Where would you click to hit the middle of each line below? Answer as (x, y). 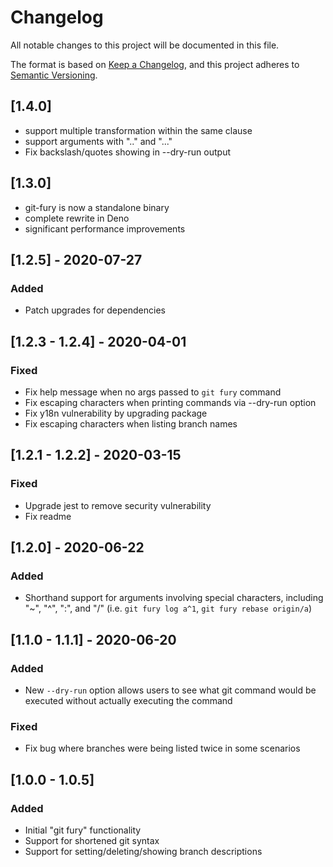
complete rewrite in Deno (77, 218)
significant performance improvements (105, 228)
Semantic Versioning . (54, 75)
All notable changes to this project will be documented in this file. (145, 45)
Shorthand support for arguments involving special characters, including (174, 598)
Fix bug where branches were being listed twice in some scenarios (162, 748)
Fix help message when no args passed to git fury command (153, 392)
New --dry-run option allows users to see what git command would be (170, 690)
